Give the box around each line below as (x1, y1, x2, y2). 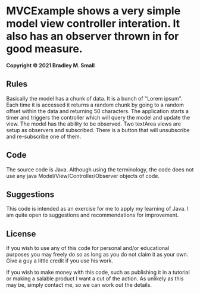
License (6, 229, 36, 239)
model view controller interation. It (6, 17, 180, 30)
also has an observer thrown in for (6, 30, 179, 43)
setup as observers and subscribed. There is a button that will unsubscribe (6, 126, 190, 133)
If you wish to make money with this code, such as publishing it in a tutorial (6, 269, 190, 276)
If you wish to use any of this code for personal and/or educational (6, 245, 170, 252)
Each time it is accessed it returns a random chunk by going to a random (6, 101, 185, 108)
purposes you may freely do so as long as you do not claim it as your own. (6, 251, 189, 258)
